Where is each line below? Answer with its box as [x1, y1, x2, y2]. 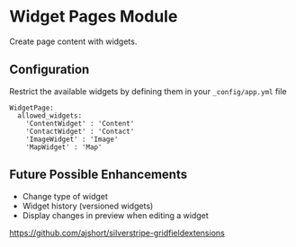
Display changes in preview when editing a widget [22, 209, 209, 221]
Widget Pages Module [9, 6, 178, 27]
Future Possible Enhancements [9, 167, 187, 182]
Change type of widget [22, 190, 108, 201]
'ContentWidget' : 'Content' [25, 119, 135, 128]
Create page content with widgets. [9, 36, 138, 47]
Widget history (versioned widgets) [22, 200, 154, 211]
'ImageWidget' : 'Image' [25, 135, 119, 144]
